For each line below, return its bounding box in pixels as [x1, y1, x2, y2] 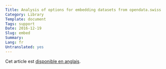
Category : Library [5, 12, 44, 17]
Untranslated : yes [5, 44, 44, 49]
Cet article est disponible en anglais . [5, 58, 81, 64]
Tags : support [5, 21, 35, 26]
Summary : [5, 35, 24, 40]
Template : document [5, 16, 46, 21]
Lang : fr [5, 40, 24, 45]
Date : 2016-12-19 [5, 26, 42, 31]
